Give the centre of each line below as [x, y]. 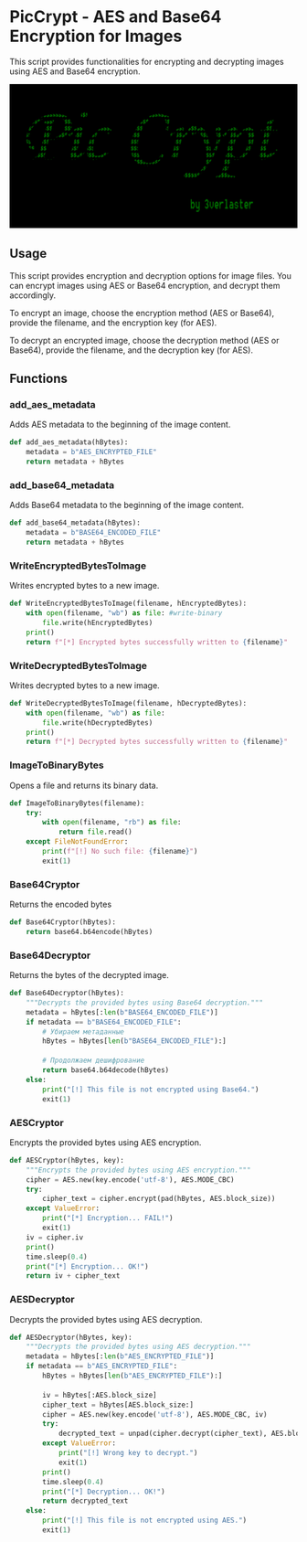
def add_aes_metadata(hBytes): [69, 442]
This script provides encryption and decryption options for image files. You [151, 275]
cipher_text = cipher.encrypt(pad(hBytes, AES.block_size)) [159, 1199]
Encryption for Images [96, 36]
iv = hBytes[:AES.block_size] [100, 1395]
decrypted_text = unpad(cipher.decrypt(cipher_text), [163, 1434]
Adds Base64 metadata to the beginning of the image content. [127, 505]
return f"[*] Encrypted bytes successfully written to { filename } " [157, 642]
